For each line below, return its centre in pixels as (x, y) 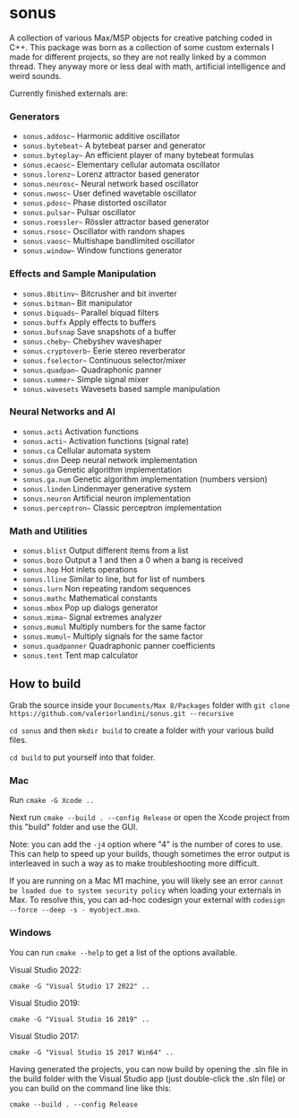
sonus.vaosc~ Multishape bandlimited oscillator (108, 241)
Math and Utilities (48, 530)
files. (18, 739)
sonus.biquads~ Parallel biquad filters (90, 312)
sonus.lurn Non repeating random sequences (107, 589)
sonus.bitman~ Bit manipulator (77, 302)
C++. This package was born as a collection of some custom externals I (142, 47)
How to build (45, 683)
